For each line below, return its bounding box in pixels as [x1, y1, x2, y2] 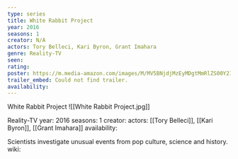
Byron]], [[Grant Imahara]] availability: [7, 124, 118, 132]
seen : [7, 57, 23, 64]
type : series [7, 10, 46, 18]
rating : [7, 63, 30, 70]
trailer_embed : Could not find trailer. [7, 76, 129, 84]
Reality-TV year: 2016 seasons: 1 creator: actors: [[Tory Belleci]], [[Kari [7, 116, 213, 125]
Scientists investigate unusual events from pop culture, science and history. [7, 138, 228, 146]
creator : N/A [7, 37, 46, 44]
